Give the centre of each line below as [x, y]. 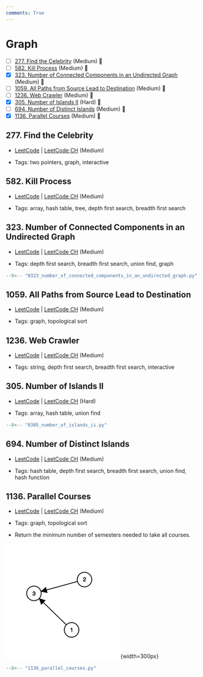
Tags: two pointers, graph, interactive [62, 162]
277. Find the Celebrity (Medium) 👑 [58, 61]
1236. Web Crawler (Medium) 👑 [54, 95]
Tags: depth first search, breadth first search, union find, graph [94, 263]
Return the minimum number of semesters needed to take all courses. [102, 535]
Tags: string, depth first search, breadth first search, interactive [94, 367]
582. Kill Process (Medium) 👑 [51, 68]
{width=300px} [140, 656]
